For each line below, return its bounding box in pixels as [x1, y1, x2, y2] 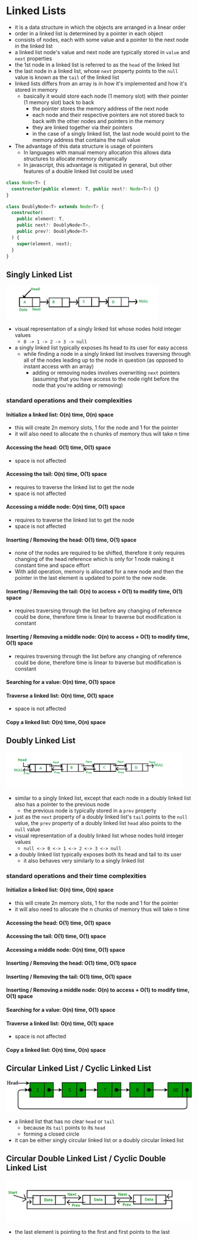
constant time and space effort [14, 562, 90, 569]
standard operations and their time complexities [6, 872, 147, 880]
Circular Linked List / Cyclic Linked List [6, 1064, 151, 1074]
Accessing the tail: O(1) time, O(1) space [6, 933, 106, 940]
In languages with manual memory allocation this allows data [23, 148, 171, 156]
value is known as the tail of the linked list [14, 74, 120, 81]
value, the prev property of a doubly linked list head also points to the [14, 819, 181, 826]
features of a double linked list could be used [23, 167, 133, 174]
